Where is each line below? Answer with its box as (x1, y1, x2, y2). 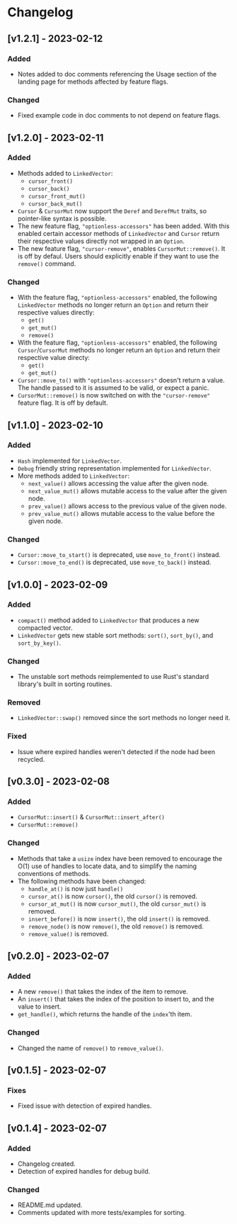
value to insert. (17, 1002, 62, 1011)
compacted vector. (17, 623, 73, 631)
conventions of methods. (17, 869, 91, 877)
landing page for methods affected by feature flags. (17, 77, 168, 86)
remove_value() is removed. (28, 929, 109, 938)
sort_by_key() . (17, 639, 62, 647)
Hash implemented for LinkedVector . (17, 456, 122, 465)
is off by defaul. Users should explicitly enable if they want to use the (17, 252, 219, 260)
